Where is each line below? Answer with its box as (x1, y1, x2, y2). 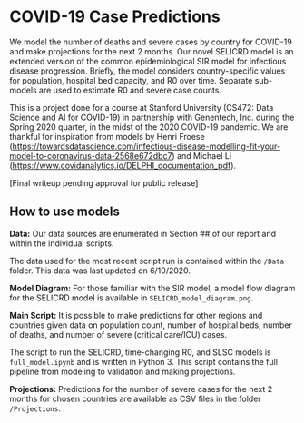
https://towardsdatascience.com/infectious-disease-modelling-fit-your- (12, 141, 281, 152)
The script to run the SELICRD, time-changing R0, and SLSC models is (9, 347, 272, 358)
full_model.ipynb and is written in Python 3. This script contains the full (9, 356, 279, 367)
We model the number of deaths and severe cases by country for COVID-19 (9, 36, 292, 47)
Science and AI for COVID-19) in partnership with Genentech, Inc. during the (9, 112, 295, 123)
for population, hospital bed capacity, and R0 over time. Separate (9, 74, 253, 85)
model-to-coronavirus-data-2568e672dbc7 (9, 150, 172, 161)
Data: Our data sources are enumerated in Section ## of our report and (9, 228, 277, 239)
